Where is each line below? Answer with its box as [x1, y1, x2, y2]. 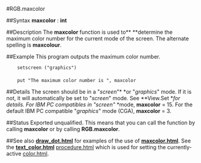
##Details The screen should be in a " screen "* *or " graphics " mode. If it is [6, 88, 192, 95]
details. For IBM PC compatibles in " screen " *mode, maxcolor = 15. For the [6, 101, 193, 108]
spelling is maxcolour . [6, 42, 62, 48]
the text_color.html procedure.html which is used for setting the [6, 144, 166, 150]
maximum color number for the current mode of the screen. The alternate [6, 35, 189, 42]
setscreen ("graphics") [17, 65, 77, 71]
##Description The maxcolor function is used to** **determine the [6, 28, 173, 36]
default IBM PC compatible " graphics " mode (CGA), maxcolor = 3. [6, 107, 172, 114]
